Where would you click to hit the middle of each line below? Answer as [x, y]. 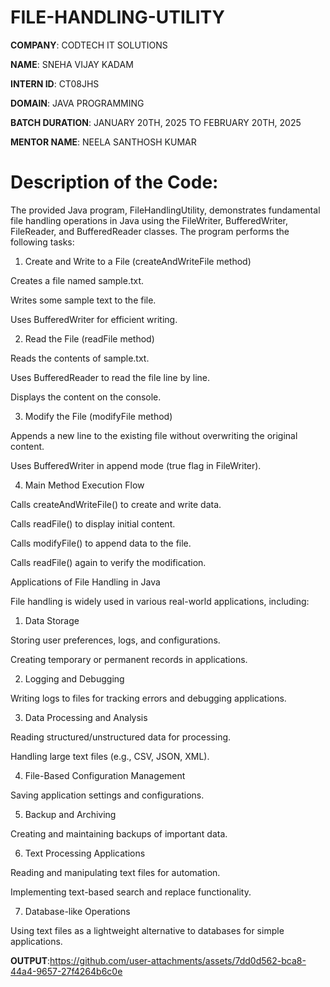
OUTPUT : [30, 960]
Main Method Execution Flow [84, 485]
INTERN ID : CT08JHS [55, 83]
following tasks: [42, 242]
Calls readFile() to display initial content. [93, 523]
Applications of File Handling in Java [85, 582]
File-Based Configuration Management [105, 775]
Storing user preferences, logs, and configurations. [115, 640]
